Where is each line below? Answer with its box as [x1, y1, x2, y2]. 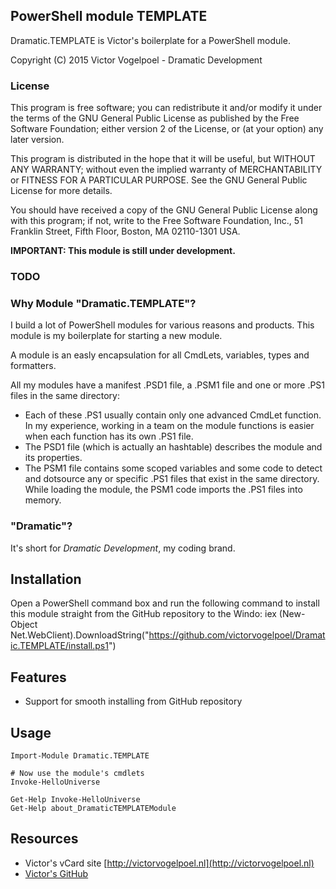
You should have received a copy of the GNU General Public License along [10, 204, 318, 216]
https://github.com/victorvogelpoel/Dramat [148, 629, 326, 641]
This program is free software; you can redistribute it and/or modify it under [10, 102, 323, 114]
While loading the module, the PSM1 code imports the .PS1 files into [24, 484, 303, 496]
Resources [10, 830, 79, 848]
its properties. [24, 452, 83, 464]
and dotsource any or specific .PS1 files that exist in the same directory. [24, 473, 320, 485]
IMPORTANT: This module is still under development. [10, 245, 236, 257]
